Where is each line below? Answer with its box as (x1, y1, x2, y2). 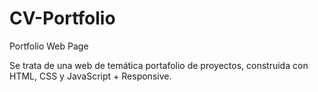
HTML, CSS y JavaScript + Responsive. (9, 70, 172, 82)
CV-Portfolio (9, 7, 116, 30)
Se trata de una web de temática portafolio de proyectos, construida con (9, 59, 309, 71)
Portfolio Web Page (9, 40, 89, 52)
